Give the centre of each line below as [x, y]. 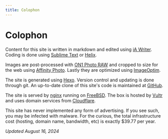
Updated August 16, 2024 [32, 131]
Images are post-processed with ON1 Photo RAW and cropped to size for [82, 65]
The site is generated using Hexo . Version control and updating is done [80, 80]
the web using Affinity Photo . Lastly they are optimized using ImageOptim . [83, 70]
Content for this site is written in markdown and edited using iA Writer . [79, 49]
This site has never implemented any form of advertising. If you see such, [82, 110]
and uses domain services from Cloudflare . [50, 100]
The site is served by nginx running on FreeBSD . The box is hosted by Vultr [84, 95]
